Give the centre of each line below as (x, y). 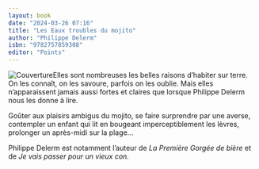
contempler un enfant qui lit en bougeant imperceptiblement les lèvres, (124, 124)
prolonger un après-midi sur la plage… (71, 133)
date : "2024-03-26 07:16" (51, 23)
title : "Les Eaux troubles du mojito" (72, 30)
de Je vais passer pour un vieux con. (69, 156)
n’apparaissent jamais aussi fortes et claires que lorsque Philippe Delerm (127, 92)
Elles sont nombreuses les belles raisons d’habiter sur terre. (150, 75)
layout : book (30, 15)
